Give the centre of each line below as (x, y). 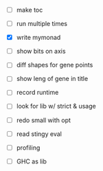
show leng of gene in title (52, 79)
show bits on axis (41, 52)
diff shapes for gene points (55, 65)
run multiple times (42, 24)
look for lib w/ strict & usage (56, 106)
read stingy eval (39, 134)
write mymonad (38, 38)
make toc (30, 10)
